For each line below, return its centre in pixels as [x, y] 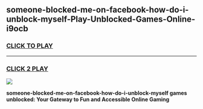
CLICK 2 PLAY [27, 69]
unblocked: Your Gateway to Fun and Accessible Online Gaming [88, 99]
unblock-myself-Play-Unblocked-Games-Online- [101, 20]
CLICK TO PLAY [30, 46]
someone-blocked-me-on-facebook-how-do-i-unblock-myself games [97, 93]
